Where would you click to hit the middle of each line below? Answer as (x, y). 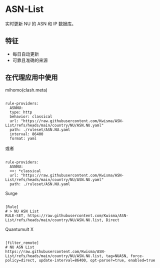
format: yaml (23, 138)
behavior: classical (31, 116)
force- (137, 256)
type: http (21, 112)
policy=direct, (21, 260)
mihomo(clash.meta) (26, 90)
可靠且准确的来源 (30, 60)
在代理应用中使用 (31, 78)
